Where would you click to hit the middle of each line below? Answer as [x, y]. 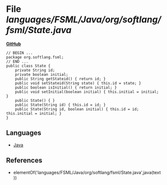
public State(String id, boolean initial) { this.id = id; [77, 109]
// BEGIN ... [20, 53]
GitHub [14, 44]
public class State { [28, 66]
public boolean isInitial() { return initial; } [66, 88]
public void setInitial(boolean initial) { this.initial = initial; [87, 92]
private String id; [35, 70]
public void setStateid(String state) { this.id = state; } [78, 83]
